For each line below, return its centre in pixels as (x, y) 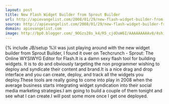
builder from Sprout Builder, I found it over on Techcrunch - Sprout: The (79, 53)
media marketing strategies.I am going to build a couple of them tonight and (84, 91)
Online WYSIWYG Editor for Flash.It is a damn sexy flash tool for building (80, 58)
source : (13, 24)
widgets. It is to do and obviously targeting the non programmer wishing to (82, 64)
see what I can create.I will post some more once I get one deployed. (77, 96)
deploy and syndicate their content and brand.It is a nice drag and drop (79, 69)
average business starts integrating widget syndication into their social (78, 85)
